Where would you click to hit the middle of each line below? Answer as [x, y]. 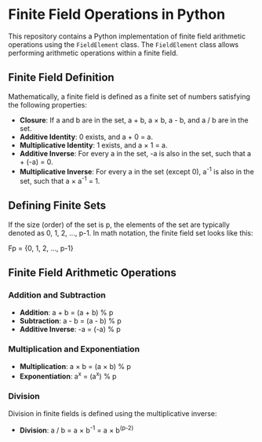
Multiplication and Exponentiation [74, 349]
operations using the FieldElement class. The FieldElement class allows [124, 44]
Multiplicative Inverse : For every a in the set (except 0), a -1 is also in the [137, 170]
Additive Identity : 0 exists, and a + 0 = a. [86, 137]
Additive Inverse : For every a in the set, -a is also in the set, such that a [135, 153]
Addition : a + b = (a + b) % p [66, 312]
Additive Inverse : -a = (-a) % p [70, 329]
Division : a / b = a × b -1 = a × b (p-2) [76, 429]
